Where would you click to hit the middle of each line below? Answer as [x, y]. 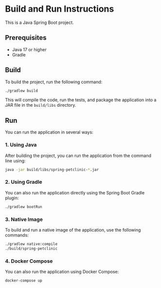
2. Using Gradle [24, 182]
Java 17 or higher [29, 49]
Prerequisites [26, 38]
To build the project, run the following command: [54, 82]
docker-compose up [24, 280]
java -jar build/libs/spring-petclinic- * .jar [52, 170]
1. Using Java [21, 145]
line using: [15, 161]
